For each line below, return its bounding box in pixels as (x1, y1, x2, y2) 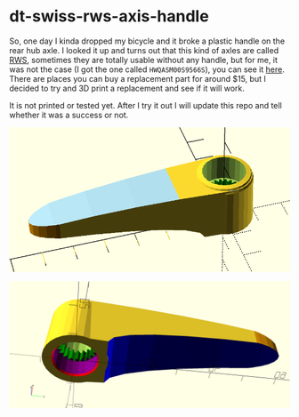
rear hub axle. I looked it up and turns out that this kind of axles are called (9, 44, 279, 55)
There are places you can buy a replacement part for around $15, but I (9, 73, 267, 84)
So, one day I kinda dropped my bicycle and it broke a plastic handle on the (9, 36, 286, 46)
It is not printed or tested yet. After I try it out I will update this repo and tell (9, 100, 282, 110)
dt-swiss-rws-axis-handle (9, 6, 209, 27)
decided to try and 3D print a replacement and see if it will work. (9, 83, 245, 93)
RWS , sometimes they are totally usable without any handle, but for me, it (9, 54, 279, 65)
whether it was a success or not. (9, 109, 129, 120)
